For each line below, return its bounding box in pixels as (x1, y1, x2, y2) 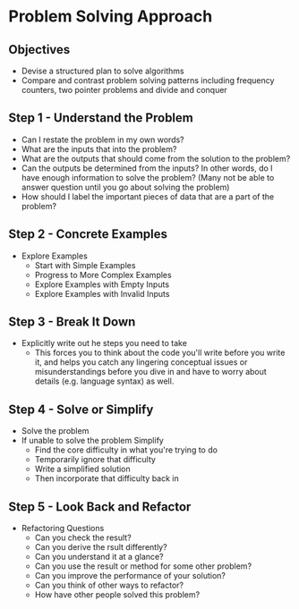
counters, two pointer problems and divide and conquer (21, 85, 227, 95)
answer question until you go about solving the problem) (21, 182, 230, 192)
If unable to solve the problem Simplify (21, 436, 165, 446)
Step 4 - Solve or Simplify (8, 402, 154, 417)
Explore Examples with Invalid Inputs (34, 288, 170, 299)
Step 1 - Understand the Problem (8, 110, 193, 126)
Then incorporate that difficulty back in (34, 473, 180, 484)
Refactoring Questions (21, 523, 105, 534)
